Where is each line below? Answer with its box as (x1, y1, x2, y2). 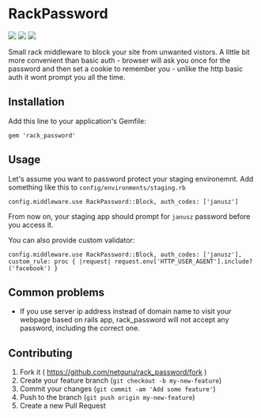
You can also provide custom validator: (8, 235, 135, 245)
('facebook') (8, 264, 51, 273)
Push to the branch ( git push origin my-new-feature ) (19, 393, 195, 402)
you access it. (8, 220, 54, 229)
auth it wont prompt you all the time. (8, 72, 126, 81)
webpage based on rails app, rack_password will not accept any (19, 315, 229, 325)
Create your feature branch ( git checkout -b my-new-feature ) (19, 376, 222, 386)
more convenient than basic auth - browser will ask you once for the (8, 55, 231, 65)
